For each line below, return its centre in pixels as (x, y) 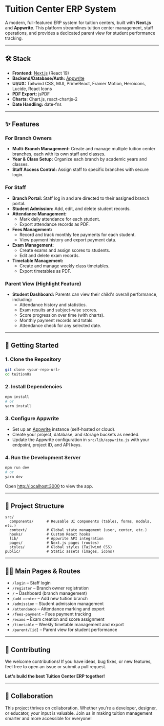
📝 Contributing (28, 650)
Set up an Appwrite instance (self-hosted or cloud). (64, 429)
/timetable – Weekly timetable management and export (68, 625)
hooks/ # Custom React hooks (50, 535)
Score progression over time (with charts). (62, 315)
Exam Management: (33, 245)
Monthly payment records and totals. (56, 320)
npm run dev (17, 468)
